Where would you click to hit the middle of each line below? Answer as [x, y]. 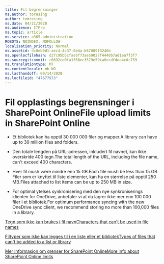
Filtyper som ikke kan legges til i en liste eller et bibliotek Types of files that [80, 237]
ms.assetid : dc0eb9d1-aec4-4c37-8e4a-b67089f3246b [58, 51]
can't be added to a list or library [38, 241]
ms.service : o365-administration [39, 37]
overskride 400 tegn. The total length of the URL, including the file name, [85, 157]
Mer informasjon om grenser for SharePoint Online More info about [72, 251]
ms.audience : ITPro [25, 28]
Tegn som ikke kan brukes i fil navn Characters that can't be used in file [77, 222]
